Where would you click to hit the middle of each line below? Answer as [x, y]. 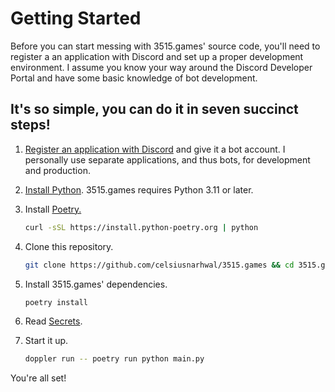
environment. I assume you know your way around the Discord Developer [161, 67]
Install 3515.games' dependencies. [96, 284]
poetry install [56, 302]
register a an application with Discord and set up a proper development [157, 56]
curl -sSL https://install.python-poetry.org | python [141, 227]
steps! [30, 125]
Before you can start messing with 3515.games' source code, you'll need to [165, 46]
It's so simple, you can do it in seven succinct [154, 109]
